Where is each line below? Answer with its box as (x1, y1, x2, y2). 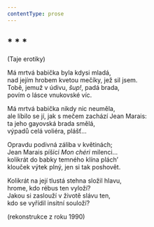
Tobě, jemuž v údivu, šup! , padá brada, (7, 84, 120, 92)
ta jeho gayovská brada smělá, (7, 119, 96, 128)
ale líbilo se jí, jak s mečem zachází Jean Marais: (7, 112, 147, 120)
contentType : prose (7, 10, 64, 18)
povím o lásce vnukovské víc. (7, 91, 92, 99)
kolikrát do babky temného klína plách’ (7, 155, 119, 164)
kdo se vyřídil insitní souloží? (7, 199, 90, 207)
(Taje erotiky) (7, 55, 45, 63)
